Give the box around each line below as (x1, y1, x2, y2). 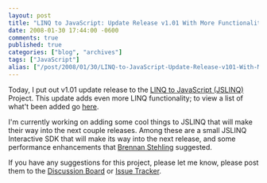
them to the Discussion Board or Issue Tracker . (8, 166, 161, 175)
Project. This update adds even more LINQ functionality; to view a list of (8, 93, 244, 103)
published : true (8, 41, 62, 49)
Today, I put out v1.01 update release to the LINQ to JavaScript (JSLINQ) (8, 85, 244, 94)
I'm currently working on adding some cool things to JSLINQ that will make (8, 116, 253, 127)
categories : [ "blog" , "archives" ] (8, 48, 123, 56)
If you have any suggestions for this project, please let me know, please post (8, 158, 259, 167)
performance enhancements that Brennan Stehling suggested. (8, 142, 213, 151)
